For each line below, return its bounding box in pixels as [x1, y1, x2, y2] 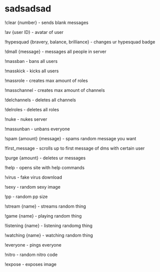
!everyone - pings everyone [4, 242, 62, 248]
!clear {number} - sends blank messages [4, 19, 89, 25]
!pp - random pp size [4, 193, 48, 200]
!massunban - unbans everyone [4, 126, 70, 132]
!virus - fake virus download [4, 174, 62, 180]
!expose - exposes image [4, 261, 57, 267]
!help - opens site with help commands [4, 164, 85, 170]
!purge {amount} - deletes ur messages [4, 155, 86, 161]
